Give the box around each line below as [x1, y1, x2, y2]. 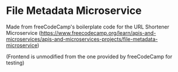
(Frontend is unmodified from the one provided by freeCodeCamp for [6, 53, 173, 60]
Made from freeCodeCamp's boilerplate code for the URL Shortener [6, 23, 170, 30]
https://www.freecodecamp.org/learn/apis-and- [40, 29, 156, 36]
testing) [6, 59, 25, 66]
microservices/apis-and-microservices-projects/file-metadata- [6, 35, 158, 42]
